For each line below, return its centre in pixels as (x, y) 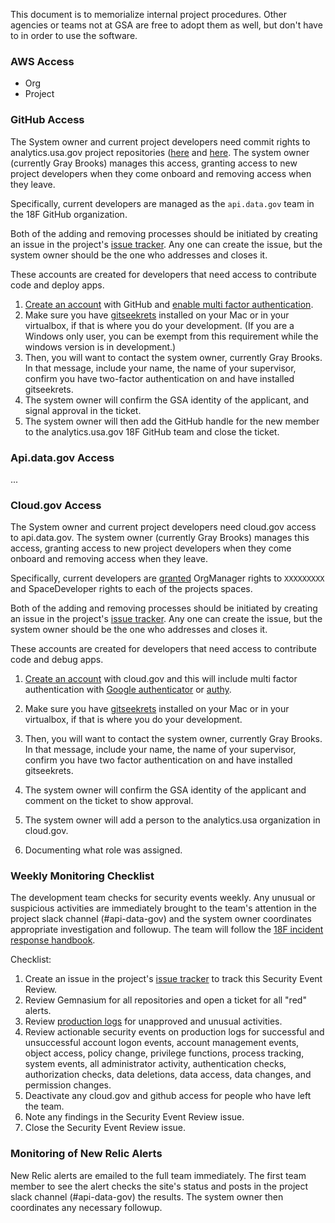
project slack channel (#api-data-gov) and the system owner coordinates (161, 919)
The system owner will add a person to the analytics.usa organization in (172, 820)
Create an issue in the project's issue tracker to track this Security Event (173, 979)
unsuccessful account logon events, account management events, (162, 1043)
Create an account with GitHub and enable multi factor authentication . (169, 304)
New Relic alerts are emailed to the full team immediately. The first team (158, 1175)
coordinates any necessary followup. (86, 1207)
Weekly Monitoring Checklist (82, 876)
